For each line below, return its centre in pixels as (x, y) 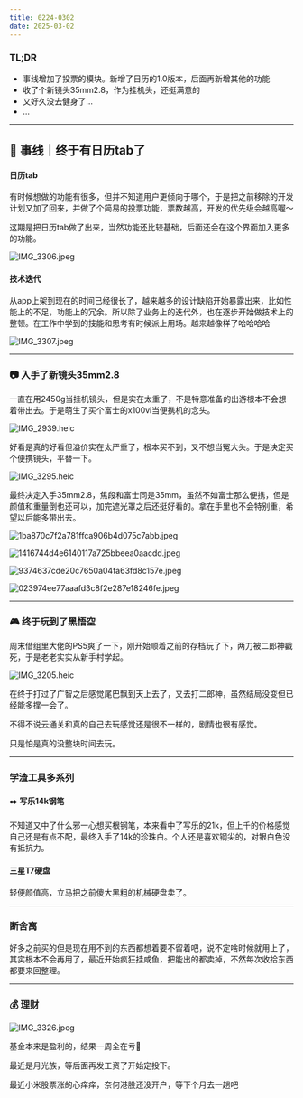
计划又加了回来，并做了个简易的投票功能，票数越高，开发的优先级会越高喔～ (151, 208)
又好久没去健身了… (57, 101)
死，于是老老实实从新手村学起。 (69, 657)
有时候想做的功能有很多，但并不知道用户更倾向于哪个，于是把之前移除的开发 (151, 197)
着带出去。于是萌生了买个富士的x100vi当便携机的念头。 (112, 410)
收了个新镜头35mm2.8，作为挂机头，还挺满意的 (111, 89)
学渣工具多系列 (42, 778)
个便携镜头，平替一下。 (53, 458)
